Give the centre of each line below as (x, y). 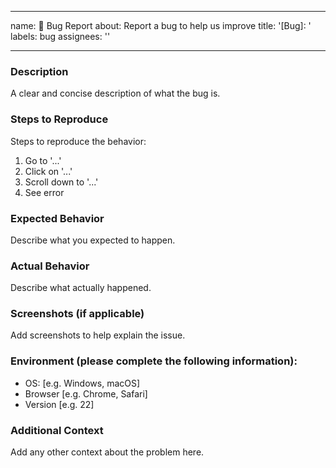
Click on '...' (48, 171)
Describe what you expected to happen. (93, 240)
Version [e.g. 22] (59, 404)
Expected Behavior (57, 218)
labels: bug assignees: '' (60, 36)
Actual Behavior (50, 266)
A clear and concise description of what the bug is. (115, 93)
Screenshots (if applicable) (77, 314)
